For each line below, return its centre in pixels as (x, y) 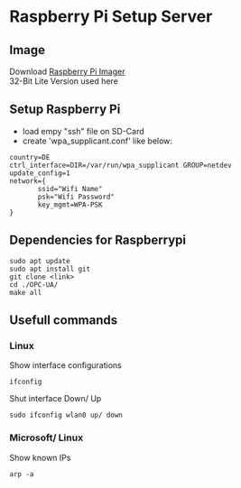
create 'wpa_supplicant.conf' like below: (97, 141)
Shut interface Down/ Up (56, 399)
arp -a (22, 474)
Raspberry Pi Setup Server (111, 17)
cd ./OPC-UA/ (34, 285)
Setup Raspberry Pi (65, 110)
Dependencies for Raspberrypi (98, 240)
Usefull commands (64, 321)
